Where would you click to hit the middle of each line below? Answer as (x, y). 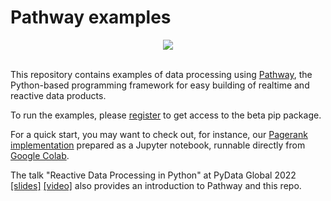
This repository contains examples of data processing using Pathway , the (161, 74)
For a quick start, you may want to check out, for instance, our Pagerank (159, 134)
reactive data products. (58, 95)
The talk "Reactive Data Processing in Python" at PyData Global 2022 (153, 175)
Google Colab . (40, 155)
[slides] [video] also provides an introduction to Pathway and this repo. (156, 185)
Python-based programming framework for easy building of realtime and (160, 85)
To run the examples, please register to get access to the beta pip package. (166, 115)
